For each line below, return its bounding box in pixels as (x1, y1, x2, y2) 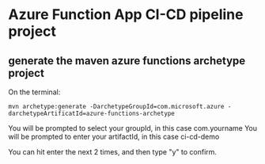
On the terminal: (8, 87, 61, 97)
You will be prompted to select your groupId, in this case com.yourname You (8, 124, 257, 132)
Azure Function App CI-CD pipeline (8, 6, 244, 24)
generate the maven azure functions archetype (8, 54, 246, 67)
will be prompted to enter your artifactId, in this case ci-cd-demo (8, 132, 220, 141)
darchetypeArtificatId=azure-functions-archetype (8, 109, 176, 117)
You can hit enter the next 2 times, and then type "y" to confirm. (8, 147, 218, 156)
